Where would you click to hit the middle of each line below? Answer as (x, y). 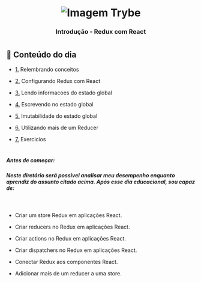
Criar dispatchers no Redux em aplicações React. (76, 250)
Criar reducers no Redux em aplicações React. (72, 227)
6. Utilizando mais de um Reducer (57, 127)
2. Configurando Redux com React (58, 81)
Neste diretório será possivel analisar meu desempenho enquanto (91, 176)
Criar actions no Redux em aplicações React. (70, 238)
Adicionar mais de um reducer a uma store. (68, 273)
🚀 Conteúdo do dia (41, 55)
